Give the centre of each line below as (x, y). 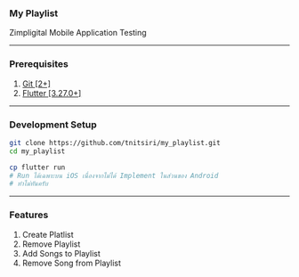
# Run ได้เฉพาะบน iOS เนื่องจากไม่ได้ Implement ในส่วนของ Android (114, 175)
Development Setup (53, 125)
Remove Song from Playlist (72, 263)
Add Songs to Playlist (61, 253)
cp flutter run (37, 167)
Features (29, 215)
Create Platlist (48, 234)
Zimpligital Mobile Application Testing (78, 33)
